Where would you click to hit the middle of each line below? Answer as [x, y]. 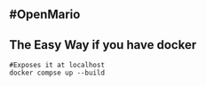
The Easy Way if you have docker [103, 45]
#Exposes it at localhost [57, 66]
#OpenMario [45, 15]
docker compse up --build [57, 73]
